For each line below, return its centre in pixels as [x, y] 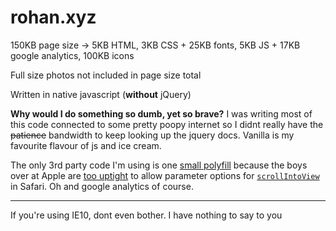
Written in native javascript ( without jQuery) [101, 94]
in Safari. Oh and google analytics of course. [102, 186]
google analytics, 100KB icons [72, 55]
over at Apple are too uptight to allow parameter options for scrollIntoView [165, 175]
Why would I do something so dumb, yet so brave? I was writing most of [161, 113]
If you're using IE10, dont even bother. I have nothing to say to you [146, 215]
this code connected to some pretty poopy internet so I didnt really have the [167, 124]
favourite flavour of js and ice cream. [86, 145]
